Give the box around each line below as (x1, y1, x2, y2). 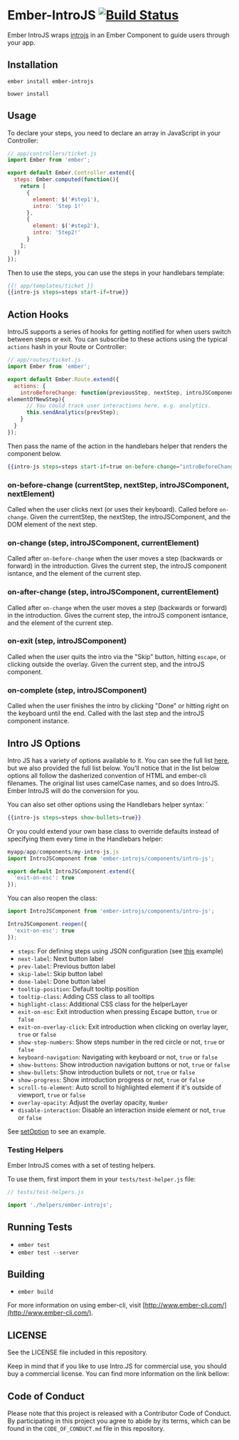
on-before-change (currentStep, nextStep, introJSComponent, (7, 480, 229, 490)
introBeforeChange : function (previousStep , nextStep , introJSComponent (20, 389, 237, 396)
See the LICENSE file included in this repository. (7, 1348, 148, 1357)
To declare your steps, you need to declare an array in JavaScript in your (7, 128, 221, 137)
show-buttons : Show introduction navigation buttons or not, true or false (17, 1060, 230, 1069)
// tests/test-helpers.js (7, 1188, 84, 1196)
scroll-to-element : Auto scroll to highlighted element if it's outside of (17, 1083, 222, 1092)
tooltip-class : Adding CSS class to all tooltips (17, 992, 155, 1000)
